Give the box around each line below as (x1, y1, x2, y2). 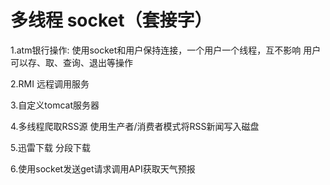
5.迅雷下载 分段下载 (10, 141, 91, 153)
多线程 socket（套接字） (10, 9, 213, 32)
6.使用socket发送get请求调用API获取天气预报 (10, 162, 196, 175)
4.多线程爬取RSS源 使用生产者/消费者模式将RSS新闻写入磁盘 (10, 120, 260, 132)
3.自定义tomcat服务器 (10, 99, 100, 111)
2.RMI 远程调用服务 (10, 77, 90, 90)
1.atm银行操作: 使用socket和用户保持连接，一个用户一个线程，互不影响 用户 (10, 44, 322, 56)
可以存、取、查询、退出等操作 (10, 56, 133, 68)
